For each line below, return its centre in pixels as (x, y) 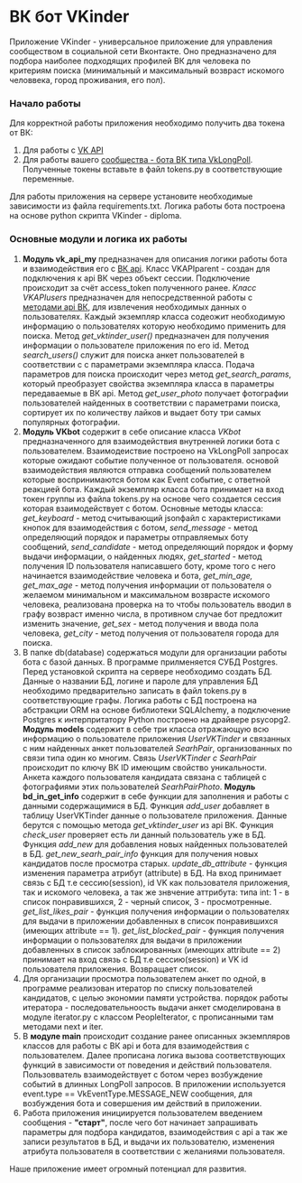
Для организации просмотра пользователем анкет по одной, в (144, 978)
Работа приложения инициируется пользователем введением (142, 1113)
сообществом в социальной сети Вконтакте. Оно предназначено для (143, 51)
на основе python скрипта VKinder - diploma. (96, 216)
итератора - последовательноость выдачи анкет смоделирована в (151, 1007)
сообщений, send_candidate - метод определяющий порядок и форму (158, 546)
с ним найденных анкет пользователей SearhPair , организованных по (157, 748)
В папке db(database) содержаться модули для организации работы (154, 652)
